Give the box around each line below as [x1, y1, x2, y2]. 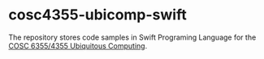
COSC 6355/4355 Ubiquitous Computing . [8, 40, 148, 50]
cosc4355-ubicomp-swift [8, 6, 187, 24]
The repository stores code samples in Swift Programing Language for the [8, 32, 257, 42]
